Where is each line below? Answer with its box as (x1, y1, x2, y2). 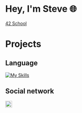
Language (5, 58, 38, 67)
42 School (5, 20, 27, 26)
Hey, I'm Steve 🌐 (5, 3, 77, 15)
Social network (5, 87, 54, 96)
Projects (5, 38, 42, 50)
